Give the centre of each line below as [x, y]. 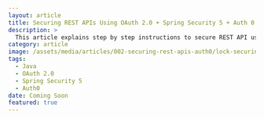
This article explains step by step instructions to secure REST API [131, 37]
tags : [17, 59]
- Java [26, 67]
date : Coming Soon [38, 96]
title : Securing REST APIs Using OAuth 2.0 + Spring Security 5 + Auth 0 [132, 23]
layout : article [35, 15]
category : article [38, 45]
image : [19, 52]
